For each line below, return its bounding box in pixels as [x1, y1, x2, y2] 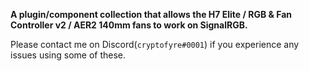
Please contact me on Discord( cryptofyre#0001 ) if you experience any [10, 39, 300, 50]
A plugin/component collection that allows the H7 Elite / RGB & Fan [10, 9, 293, 20]
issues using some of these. [10, 49, 127, 61]
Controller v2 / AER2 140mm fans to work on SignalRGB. [10, 19, 248, 31]
